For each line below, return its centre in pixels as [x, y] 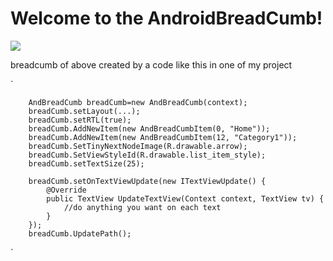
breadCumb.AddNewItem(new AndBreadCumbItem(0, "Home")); [149, 128]
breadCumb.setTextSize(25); [86, 163]
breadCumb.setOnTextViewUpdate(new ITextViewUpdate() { [147, 181]
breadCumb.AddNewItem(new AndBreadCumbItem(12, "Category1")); [163, 137]
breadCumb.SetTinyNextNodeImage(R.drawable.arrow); [138, 146]
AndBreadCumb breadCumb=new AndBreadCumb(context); [138, 102]
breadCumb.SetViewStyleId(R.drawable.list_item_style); [147, 155]
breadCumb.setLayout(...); [84, 111]
